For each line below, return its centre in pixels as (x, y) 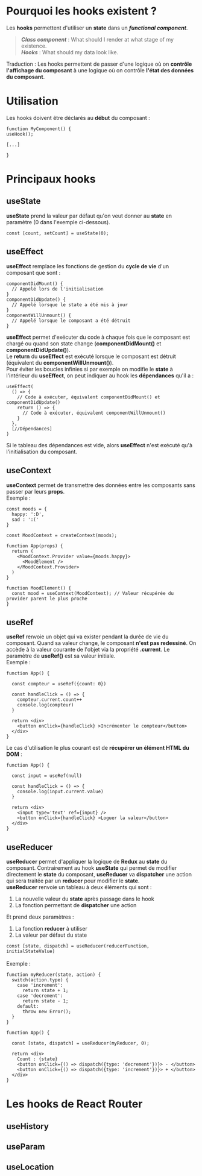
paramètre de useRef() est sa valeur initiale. (61, 656)
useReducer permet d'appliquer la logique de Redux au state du (87, 862)
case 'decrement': (40, 996)
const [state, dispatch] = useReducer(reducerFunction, (78, 946)
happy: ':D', (28, 514)
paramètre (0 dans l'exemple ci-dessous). (58, 222)
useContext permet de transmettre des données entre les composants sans (101, 485)
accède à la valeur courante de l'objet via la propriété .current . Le (88, 650)
